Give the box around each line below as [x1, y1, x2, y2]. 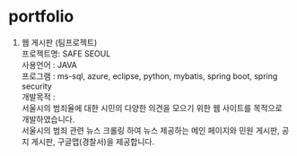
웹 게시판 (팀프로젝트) [21, 37, 98, 48]
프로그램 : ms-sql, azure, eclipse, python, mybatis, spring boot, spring [21, 70, 278, 82]
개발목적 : [21, 91, 56, 102]
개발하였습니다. [21, 114, 75, 125]
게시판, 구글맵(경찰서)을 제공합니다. [31, 136, 154, 147]
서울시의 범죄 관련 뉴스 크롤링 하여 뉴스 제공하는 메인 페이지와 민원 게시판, [21, 125, 280, 135]
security [21, 81, 53, 91]
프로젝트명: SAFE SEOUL [21, 48, 111, 59]
